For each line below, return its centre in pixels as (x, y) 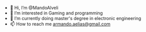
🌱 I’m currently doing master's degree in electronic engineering (76, 18)
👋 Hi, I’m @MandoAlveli (34, 8)
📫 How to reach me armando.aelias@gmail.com (60, 24)
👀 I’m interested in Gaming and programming (56, 13)
